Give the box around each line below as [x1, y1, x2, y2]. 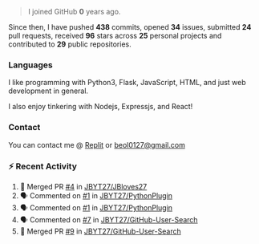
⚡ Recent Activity [8, 161, 78, 172]
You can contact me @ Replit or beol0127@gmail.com [8, 140, 186, 149]
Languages [8, 59, 54, 71]
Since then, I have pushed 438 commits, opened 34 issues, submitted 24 [8, 22, 252, 31]
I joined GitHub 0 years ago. [27, 7, 121, 16]
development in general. [8, 86, 89, 96]
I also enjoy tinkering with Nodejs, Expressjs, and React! [8, 102, 193, 112]
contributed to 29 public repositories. [8, 39, 132, 49]
